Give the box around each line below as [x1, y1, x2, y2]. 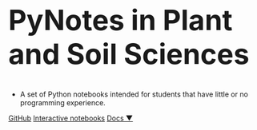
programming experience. [19, 97, 106, 107]
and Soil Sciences [8, 37, 250, 72]
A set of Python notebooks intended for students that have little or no [19, 89, 248, 99]
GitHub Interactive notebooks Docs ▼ [8, 113, 134, 123]
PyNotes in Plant [8, 3, 233, 38]
